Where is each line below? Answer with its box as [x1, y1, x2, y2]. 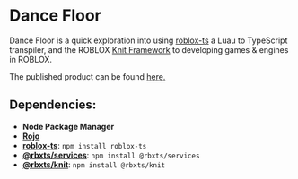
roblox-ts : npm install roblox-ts [22, 140, 147, 150]
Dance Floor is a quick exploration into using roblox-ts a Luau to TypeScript [9, 35, 288, 46]
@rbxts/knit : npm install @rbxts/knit [22, 158, 166, 170]
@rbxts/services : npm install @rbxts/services [22, 149, 200, 160]
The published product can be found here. [9, 71, 166, 81]
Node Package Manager [22, 121, 115, 132]
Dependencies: [9, 98, 97, 113]
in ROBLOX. [9, 54, 52, 64]
